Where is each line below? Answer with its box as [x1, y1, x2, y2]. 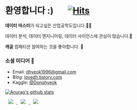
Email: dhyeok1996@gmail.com [12, 69, 77, 75]
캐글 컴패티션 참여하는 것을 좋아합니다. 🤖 [5, 43, 83, 49]
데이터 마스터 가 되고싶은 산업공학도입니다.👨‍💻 [5, 22, 92, 28]
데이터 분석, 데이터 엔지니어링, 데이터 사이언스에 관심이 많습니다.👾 [5, 33, 133, 39]
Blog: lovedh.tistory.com [12, 74, 63, 80]
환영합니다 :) [5, 5, 54, 16]
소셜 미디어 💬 [5, 57, 35, 64]
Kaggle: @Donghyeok [12, 80, 57, 86]
